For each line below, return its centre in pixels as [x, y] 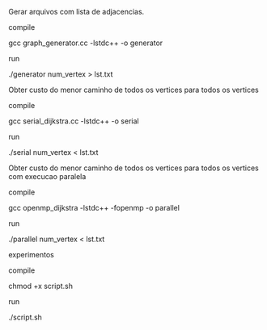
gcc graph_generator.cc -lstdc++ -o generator [86, 43]
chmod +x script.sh [41, 286]
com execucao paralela [47, 176]
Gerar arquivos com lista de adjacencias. [76, 12]
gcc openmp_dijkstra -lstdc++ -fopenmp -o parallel [94, 208]
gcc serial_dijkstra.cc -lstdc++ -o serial [74, 121]
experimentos [31, 255]
